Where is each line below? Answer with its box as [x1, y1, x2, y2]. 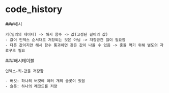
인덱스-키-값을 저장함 [5, 68, 44, 74]
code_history [5, 4, 63, 15]
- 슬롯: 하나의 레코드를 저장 [5, 83, 58, 89]
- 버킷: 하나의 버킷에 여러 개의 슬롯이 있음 [5, 78, 86, 83]
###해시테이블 [5, 57, 35, 64]
